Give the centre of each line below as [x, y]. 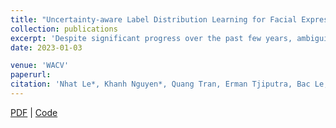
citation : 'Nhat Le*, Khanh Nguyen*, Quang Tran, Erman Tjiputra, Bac [160, 84]
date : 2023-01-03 [46, 47]
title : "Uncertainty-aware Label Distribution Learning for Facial [154, 19]
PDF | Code [34, 112]
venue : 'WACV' [40, 66]
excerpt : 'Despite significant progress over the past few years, [151, 38]
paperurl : [31, 75]
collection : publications [64, 29]
